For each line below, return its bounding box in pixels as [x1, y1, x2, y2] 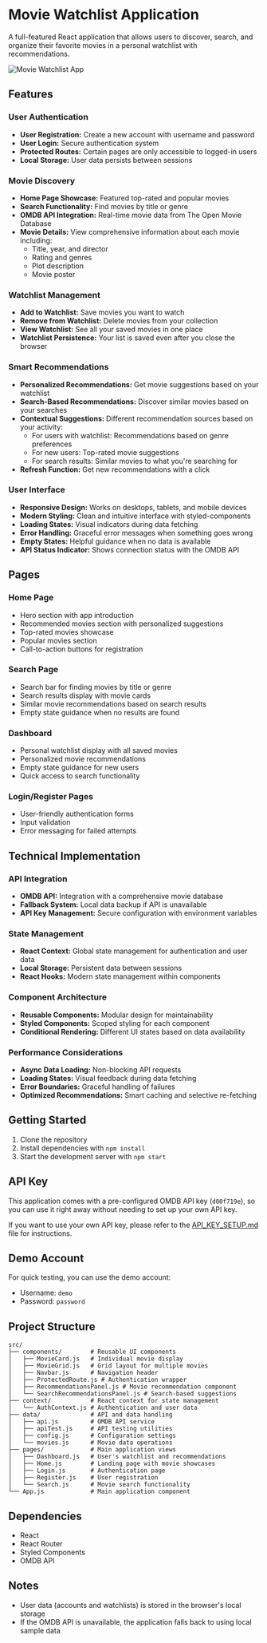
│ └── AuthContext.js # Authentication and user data [8, 1403, 198, 1412]
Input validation [19, 818, 71, 827]
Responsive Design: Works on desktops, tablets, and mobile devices [19, 502, 247, 512]
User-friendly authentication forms [19, 809, 134, 819]
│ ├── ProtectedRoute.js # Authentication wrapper [8, 1376, 187, 1384]
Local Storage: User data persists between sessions [19, 155, 193, 164]
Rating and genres [31, 252, 92, 262]
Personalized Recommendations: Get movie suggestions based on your [19, 379, 259, 389]
